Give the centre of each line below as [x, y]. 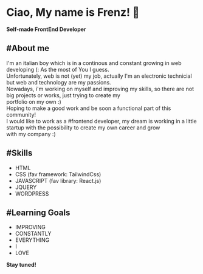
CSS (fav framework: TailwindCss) [58, 174]
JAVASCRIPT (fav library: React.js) [58, 180]
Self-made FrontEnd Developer [46, 29]
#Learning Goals [38, 212]
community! [21, 114]
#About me [28, 48]
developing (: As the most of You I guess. [58, 69]
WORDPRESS [32, 193]
